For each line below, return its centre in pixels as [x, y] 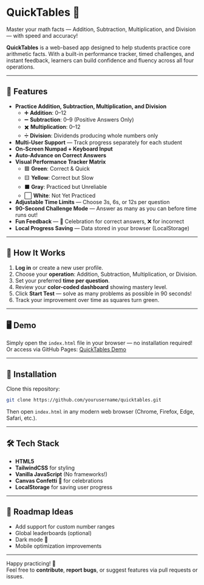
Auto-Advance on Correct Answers [61, 155]
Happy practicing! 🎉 [31, 563]
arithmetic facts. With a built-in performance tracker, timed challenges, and [100, 53]
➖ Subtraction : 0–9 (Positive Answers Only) [79, 119]
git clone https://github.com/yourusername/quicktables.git [84, 400]
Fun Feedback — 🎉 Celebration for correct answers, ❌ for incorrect [100, 221]
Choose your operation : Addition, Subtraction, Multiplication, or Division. [106, 274]
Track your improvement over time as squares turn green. [87, 299]
